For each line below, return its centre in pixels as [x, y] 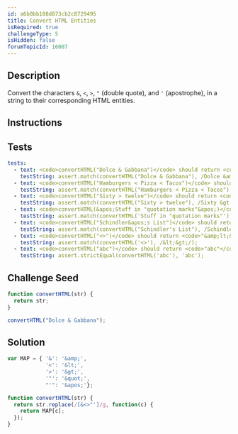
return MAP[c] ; [42, 411]
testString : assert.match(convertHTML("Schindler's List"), [110, 229]
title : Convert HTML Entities [52, 21]
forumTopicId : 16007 [38, 47]
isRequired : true [33, 27]
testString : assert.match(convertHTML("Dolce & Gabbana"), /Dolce [120, 176]
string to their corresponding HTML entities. [72, 100]
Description [34, 76]
